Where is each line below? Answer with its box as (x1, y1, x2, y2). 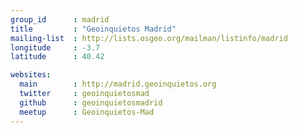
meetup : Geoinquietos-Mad (19, 107, 155, 117)
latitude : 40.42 (10, 52, 105, 62)
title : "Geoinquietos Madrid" (10, 24, 177, 34)
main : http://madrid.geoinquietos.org (19, 79, 217, 90)
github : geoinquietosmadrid (19, 97, 163, 108)
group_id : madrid (10, 14, 110, 25)
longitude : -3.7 (10, 42, 101, 53)
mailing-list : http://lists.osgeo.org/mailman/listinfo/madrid (10, 33, 288, 43)
